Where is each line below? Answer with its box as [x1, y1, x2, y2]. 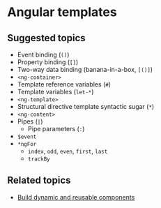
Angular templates [7, 4, 117, 20]
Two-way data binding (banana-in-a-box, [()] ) [17, 66, 153, 73]
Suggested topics [7, 32, 86, 44]
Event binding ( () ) [17, 50, 70, 59]
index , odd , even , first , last [27, 147, 108, 155]
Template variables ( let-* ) [17, 88, 94, 96]
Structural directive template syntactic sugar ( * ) [17, 103, 155, 110]
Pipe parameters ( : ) [27, 125, 85, 133]
